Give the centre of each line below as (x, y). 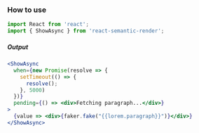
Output (18, 46)
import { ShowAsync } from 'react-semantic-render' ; (86, 31)
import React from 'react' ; (48, 25)
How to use (27, 10)
